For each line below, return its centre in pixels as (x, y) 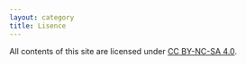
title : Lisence (38, 26)
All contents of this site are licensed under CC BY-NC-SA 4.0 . (123, 51)
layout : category (42, 17)
